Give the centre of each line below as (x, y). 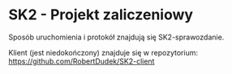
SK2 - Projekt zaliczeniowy (101, 15)
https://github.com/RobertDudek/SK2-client (82, 61)
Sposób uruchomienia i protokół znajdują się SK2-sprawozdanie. (116, 37)
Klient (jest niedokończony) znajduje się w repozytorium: (103, 52)
